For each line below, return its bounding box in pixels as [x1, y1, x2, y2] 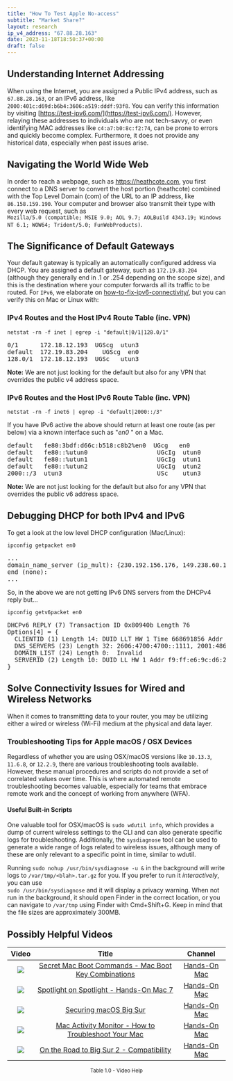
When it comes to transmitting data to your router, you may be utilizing [7, 712, 209, 720]
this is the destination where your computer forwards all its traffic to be [7, 281, 210, 289]
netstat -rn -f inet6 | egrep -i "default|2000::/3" [7, 408, 163, 416]
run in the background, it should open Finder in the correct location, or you [7, 893, 221, 902]
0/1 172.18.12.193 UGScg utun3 [7, 341, 139, 349]
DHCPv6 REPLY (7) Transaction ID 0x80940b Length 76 [7, 620, 191, 629]
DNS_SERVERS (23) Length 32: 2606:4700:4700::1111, [14, 641, 194, 650]
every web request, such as [7, 207, 87, 215]
